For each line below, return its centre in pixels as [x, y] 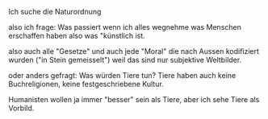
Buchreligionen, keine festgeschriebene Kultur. [86, 84]
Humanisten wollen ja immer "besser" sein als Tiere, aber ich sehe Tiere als [134, 99]
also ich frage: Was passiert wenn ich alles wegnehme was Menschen [125, 27]
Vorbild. [21, 108]
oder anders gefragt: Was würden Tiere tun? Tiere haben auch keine [122, 75]
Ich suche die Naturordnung [55, 12]
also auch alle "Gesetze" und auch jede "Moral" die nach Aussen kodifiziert [134, 51]
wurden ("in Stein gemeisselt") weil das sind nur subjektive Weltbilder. [125, 60]
